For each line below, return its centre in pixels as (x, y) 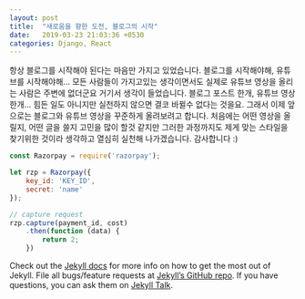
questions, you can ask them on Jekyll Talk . (91, 285)
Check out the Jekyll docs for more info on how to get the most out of (140, 266)
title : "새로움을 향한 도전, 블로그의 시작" (84, 26)
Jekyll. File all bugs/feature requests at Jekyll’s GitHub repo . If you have (144, 275)
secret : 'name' (55, 189)
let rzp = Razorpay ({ (51, 173)
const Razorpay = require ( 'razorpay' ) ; (85, 156)
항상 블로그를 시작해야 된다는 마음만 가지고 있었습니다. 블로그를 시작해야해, (142, 70)
